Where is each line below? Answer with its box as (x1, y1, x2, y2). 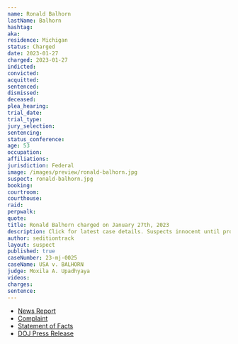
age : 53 (7, 143, 30, 150)
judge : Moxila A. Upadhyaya (7, 267, 91, 274)
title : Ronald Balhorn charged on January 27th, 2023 (7, 221, 170, 228)
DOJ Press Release (17, 329, 74, 338)
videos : (7, 274, 30, 281)
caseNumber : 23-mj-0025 (7, 255, 78, 262)
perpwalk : (7, 209, 37, 216)
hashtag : (7, 23, 33, 30)
